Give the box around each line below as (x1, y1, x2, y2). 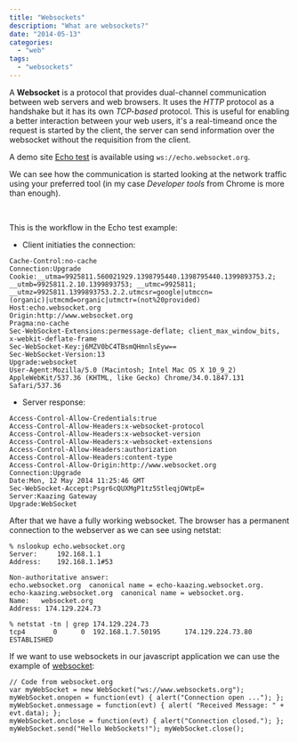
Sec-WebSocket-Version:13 (9, 350, 105, 359)
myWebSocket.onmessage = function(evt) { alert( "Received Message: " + (9, 700, 285, 710)
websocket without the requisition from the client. (9, 134, 191, 145)
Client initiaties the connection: (21, 239, 136, 250)
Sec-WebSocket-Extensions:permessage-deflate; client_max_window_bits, (9, 327, 280, 335)
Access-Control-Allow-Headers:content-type (9, 453, 173, 462)
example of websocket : (9, 660, 95, 671)
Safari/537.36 (9, 381, 62, 390)
